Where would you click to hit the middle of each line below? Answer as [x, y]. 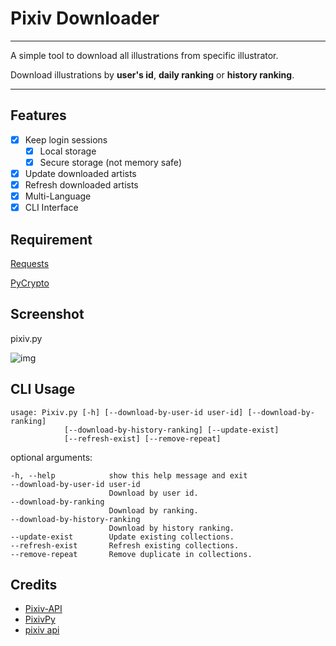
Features [38, 115]
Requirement [51, 239]
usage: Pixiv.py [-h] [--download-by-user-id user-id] [127, 412]
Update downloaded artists [80, 173]
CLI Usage [43, 389]
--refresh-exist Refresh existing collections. [125, 545]
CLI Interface [51, 208]
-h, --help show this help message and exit [129, 475]
